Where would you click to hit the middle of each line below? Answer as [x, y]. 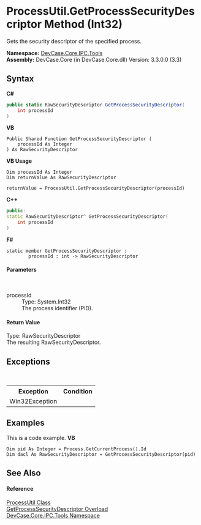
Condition [78, 392]
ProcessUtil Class [28, 502]
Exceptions [28, 361]
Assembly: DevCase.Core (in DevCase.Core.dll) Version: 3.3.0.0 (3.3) [94, 59]
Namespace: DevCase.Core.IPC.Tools [55, 53]
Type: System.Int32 [46, 302]
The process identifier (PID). [57, 308]
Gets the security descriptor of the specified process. [74, 41]
